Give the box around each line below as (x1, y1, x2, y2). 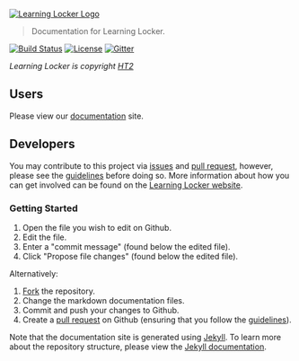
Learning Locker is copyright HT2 (9, 61, 135, 71)
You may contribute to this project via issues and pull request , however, (9, 160, 274, 171)
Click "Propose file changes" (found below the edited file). (22, 251, 239, 261)
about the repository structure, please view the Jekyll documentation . (9, 341, 267, 352)
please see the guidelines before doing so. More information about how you (9, 170, 290, 180)
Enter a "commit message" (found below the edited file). (22, 241, 231, 251)
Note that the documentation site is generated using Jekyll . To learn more (9, 331, 281, 342)
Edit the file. (22, 232, 67, 242)
